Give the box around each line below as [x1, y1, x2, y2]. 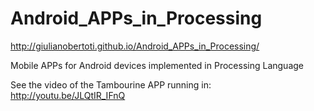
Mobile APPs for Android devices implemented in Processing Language [10, 59, 304, 71]
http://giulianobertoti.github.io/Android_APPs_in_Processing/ [10, 40, 260, 52]
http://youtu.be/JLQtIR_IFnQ [10, 89, 126, 101]
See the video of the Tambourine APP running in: [10, 78, 212, 91]
